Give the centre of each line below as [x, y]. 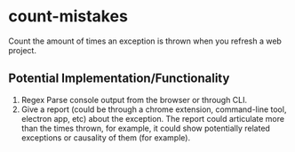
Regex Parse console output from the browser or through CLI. [134, 100]
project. [23, 50]
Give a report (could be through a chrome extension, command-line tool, [154, 109]
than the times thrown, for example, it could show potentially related [145, 128]
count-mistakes [68, 16]
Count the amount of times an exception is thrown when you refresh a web [145, 41]
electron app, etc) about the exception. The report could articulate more [153, 118]
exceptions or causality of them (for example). [106, 137]
